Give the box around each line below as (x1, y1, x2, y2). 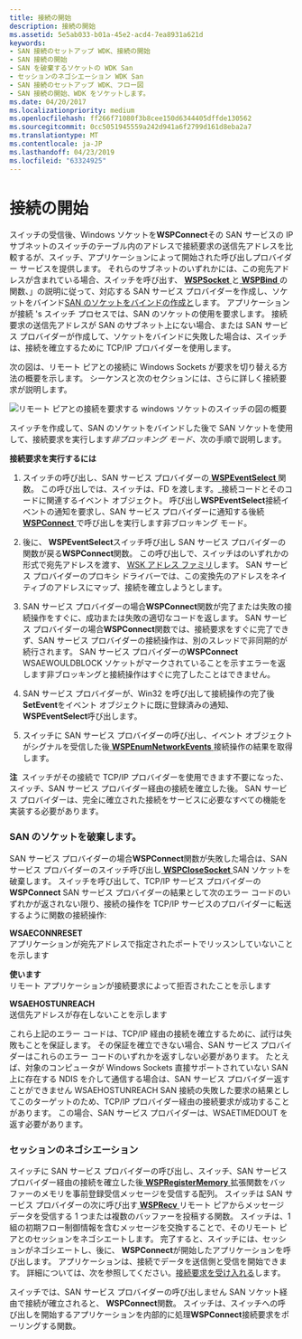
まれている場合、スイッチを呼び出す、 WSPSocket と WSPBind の (40, 275, 288, 286)
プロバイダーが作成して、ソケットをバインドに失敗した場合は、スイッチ (19, 331, 288, 342)
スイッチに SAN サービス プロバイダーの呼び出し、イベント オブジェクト (22, 730, 293, 741)
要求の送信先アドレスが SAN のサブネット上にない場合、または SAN (9, 320, 263, 331)
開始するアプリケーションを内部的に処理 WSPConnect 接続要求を (40, 1309, 282, 1320)
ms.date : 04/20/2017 (9, 97, 87, 107)
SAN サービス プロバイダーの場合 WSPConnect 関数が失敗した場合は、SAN (9, 853, 288, 863)
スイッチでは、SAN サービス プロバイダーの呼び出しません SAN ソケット (9, 1287, 280, 1297)
